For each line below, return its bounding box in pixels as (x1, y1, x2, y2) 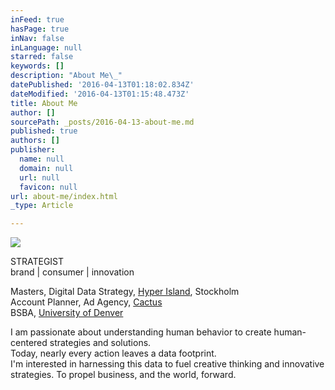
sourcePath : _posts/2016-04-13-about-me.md (10, 117, 195, 127)
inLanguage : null (10, 42, 83, 53)
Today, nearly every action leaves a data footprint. (10, 347, 217, 360)
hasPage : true (10, 24, 70, 34)
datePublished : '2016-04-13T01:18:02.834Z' (10, 80, 195, 90)
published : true (10, 126, 78, 136)
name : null (19, 154, 65, 164)
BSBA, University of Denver (10, 307, 124, 319)
